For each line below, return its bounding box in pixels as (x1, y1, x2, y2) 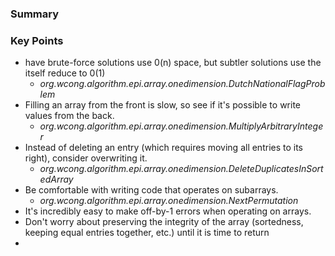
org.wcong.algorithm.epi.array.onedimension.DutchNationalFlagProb (39, 78, 326, 90)
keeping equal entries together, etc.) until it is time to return (24, 227, 270, 239)
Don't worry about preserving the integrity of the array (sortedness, (24, 216, 304, 228)
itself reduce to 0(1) (24, 67, 106, 79)
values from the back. (24, 110, 115, 122)
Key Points (10, 33, 64, 47)
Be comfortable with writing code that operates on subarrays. (24, 184, 279, 196)
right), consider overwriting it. (24, 152, 148, 164)
